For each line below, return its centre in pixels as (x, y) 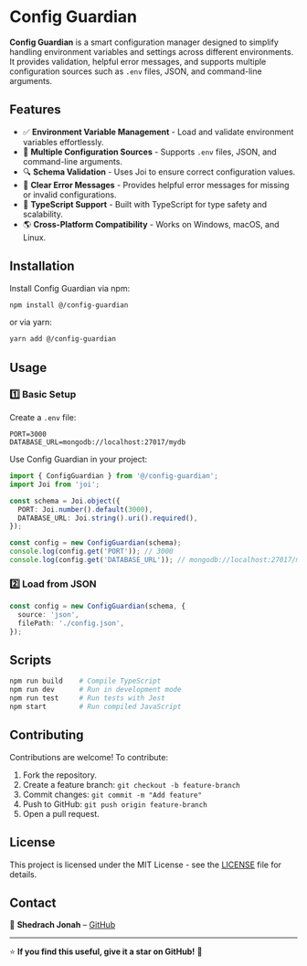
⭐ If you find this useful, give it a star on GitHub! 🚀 (106, 951)
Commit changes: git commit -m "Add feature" (112, 794)
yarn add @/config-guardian (63, 339)
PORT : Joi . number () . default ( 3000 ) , (85, 509)
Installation (42, 266)
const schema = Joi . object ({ (65, 501)
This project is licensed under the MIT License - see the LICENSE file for (145, 865)
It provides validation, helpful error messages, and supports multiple (138, 61)
